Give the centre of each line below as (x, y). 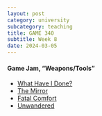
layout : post (26, 14)
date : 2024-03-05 (32, 46)
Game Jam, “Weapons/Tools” (51, 68)
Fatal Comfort (37, 99)
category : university (39, 20)
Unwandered (36, 106)
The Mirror (33, 91)
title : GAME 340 (31, 33)
